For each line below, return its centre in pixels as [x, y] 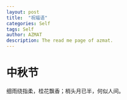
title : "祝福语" [27, 18]
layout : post [23, 12]
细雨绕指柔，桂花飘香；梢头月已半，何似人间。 [65, 91]
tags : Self [20, 29]
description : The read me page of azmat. [60, 40]
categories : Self [28, 23]
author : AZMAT [24, 35]
